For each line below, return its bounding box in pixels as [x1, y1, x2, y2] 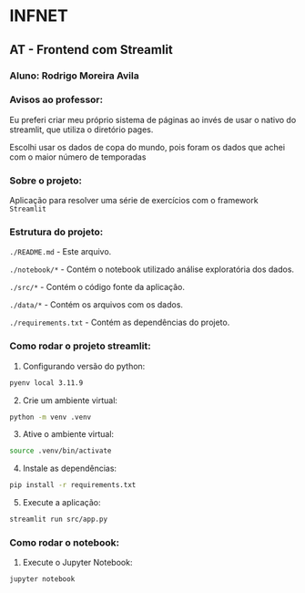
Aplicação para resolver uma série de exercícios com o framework [9, 195, 259, 206]
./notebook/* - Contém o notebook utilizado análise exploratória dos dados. [9, 264, 294, 275]
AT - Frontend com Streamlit [9, 42, 173, 57]
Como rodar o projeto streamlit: [9, 339, 152, 352]
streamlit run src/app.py [9, 515, 107, 525]
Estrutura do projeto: [9, 225, 104, 238]
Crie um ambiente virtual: [22, 394, 118, 406]
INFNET [9, 5, 68, 26]
